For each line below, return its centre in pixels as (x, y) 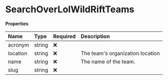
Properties (17, 24)
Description (95, 36)
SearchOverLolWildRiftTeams (70, 9)
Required (64, 36)
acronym (18, 45)
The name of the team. (108, 62)
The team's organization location (120, 53)
